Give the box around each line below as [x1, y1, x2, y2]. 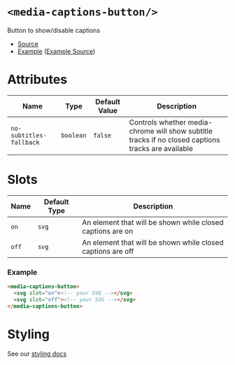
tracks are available [129, 143, 194, 153]
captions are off [81, 246, 134, 256]
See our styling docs [7, 349, 67, 358]
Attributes [7, 72, 68, 87]
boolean [61, 131, 87, 139]
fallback [10, 138, 40, 146]
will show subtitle [156, 126, 213, 136]
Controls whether [129, 117, 187, 127]
